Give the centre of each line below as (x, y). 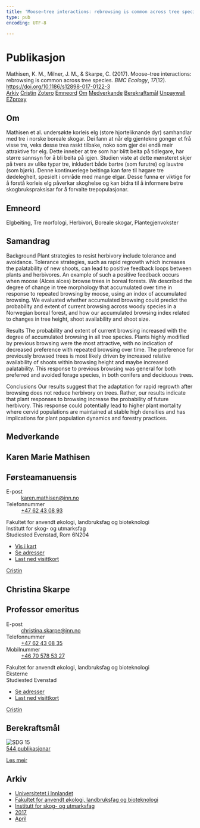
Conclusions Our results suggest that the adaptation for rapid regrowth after (99, 386)
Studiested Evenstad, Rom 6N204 (48, 535)
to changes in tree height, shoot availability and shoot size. (78, 319)
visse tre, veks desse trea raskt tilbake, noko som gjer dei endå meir (90, 145)
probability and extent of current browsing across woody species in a (91, 306)
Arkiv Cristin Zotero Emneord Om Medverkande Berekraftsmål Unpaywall (96, 93)
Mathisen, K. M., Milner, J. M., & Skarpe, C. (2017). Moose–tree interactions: (99, 74)
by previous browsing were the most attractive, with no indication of (90, 343)
